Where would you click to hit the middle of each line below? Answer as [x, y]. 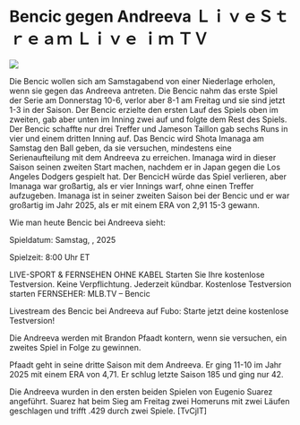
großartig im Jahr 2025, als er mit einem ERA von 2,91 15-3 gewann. [134, 204]
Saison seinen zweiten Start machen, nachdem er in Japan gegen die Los [145, 167]
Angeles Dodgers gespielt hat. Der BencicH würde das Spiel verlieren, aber [148, 176]
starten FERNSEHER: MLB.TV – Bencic [80, 293]
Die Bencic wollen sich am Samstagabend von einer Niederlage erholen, [142, 81]
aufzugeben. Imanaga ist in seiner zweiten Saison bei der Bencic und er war [150, 195]
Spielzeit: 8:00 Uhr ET [50, 257]
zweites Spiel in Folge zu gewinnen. [75, 347]
